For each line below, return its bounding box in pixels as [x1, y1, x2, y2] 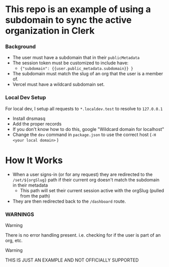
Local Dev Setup [5, 94, 46, 101]
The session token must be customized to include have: [12, 60, 129, 66]
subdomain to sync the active [5, 14, 132, 26]
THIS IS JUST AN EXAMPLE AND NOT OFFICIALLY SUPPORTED [5, 257, 139, 263]
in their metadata [12, 182, 48, 188]
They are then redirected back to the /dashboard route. [12, 198, 126, 204]
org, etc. [5, 238, 23, 244]
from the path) [20, 193, 50, 199]
